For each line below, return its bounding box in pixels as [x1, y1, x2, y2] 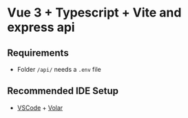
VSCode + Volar [17, 104, 63, 112]
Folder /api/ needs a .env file [17, 66, 101, 73]
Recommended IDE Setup [7, 85, 119, 97]
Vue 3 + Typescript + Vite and [7, 5, 182, 21]
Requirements [7, 47, 69, 59]
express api [7, 19, 75, 35]
